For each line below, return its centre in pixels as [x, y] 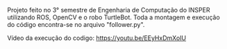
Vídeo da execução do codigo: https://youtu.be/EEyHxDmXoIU [97, 38]
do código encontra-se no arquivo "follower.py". [76, 24]
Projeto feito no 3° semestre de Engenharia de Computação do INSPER [109, 10]
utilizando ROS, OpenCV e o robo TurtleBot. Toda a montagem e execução [113, 17]
